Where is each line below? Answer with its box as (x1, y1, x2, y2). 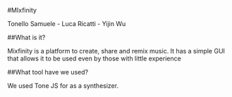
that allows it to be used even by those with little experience (7, 54, 181, 63)
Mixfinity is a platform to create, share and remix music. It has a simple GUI (7, 47, 226, 55)
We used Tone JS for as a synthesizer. (7, 82, 118, 90)
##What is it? (7, 33, 46, 41)
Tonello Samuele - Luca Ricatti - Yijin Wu (7, 20, 126, 27)
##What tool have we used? (7, 68, 89, 76)
